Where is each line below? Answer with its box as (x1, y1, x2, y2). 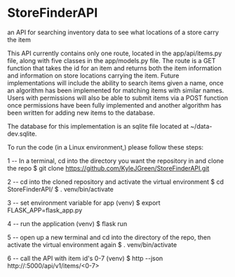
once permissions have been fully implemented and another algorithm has (7, 101, 222, 109)
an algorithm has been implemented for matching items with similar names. (7, 86, 224, 94)
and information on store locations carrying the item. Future (7, 71, 180, 80)
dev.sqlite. (7, 129, 37, 138)
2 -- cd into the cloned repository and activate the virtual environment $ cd (7, 177, 224, 186)
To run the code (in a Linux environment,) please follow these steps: (7, 143, 204, 151)
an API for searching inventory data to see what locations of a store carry (7, 28, 220, 36)
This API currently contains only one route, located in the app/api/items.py (7, 49, 222, 57)
